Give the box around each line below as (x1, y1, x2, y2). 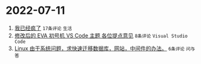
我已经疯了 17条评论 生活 (14, 24, 72, 31)
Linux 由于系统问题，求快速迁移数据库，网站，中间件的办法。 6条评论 (14, 45, 185, 52)
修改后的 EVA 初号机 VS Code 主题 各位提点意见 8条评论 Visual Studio (14, 31, 188, 39)
